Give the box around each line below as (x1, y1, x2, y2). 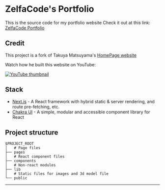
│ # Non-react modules (5, 163, 56, 168)
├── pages (5, 150, 26, 155)
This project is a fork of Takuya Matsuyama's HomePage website (5, 52, 137, 58)
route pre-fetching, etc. (12, 104, 60, 109)
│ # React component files (5, 154, 65, 159)
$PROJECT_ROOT (5, 141, 34, 146)
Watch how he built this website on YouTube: (5, 61, 96, 67)
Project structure (5, 128, 58, 136)
